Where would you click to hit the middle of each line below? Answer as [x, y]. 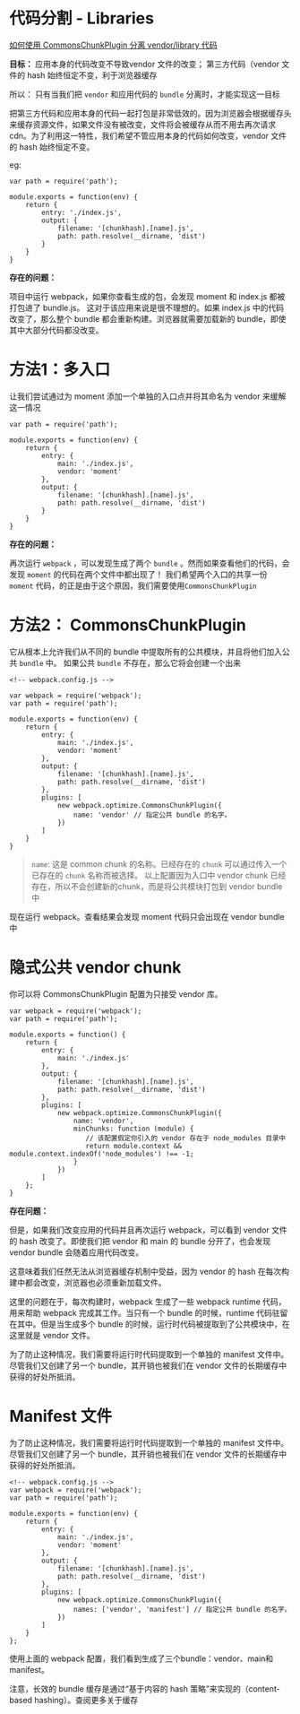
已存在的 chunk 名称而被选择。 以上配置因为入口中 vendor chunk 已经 [159, 875]
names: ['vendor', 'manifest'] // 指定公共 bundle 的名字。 [182, 1609]
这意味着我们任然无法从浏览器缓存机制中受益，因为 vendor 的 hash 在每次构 [149, 1271]
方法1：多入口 [60, 370]
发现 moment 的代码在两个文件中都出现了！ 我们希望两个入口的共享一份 [138, 574]
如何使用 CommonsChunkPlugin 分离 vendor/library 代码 [113, 45]
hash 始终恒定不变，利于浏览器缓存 [92, 75]
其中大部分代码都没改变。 [56, 330]
